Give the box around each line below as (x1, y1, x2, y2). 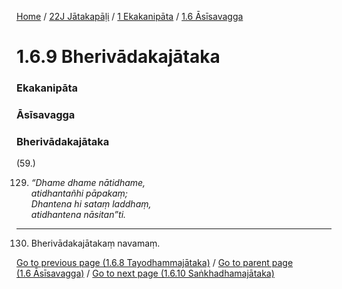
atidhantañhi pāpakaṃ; (30, 187, 128, 200)
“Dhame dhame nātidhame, (30, 177, 146, 189)
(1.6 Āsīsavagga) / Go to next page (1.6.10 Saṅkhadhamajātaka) (16, 267, 275, 280)
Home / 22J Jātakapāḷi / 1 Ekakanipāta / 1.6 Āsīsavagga (16, 11, 244, 22)
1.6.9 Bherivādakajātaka (16, 46, 221, 68)
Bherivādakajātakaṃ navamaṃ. (30, 237, 161, 250)
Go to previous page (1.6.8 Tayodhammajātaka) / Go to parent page (16, 257, 294, 269)
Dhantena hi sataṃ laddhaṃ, (30, 198, 152, 210)
